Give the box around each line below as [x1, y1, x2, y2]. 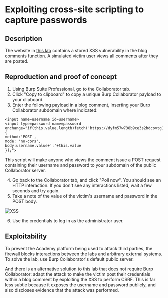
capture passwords [5, 14, 87, 26]
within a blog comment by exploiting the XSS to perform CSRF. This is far [5, 276, 156, 282]
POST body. [12, 198, 37, 204]
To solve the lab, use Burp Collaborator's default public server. [5, 256, 134, 262]
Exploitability [5, 232, 47, 241]
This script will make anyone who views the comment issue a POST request [5, 157, 161, 163]
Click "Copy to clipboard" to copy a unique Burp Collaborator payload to [12, 91, 161, 97]
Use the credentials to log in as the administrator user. [12, 217, 124, 224]
